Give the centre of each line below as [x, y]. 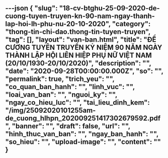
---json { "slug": [31, 8]
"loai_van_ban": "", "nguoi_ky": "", [61, 95]
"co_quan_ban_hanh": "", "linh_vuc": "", [70, 87]
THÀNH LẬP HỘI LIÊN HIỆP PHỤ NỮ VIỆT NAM [78, 56]
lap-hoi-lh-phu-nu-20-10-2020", [58, 24]
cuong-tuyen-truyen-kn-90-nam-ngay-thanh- [80, 16]
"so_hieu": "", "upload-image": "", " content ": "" [83, 142]
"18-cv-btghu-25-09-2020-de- [109, 8]
